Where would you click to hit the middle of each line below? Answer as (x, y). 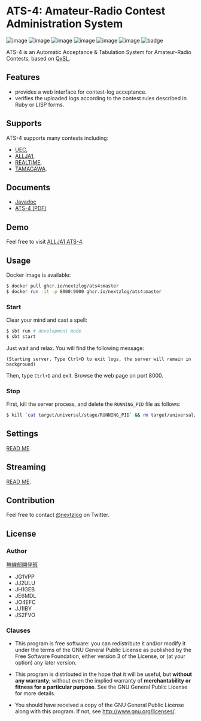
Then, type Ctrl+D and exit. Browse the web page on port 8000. (85, 375)
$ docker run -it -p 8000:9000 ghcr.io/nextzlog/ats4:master (84, 291)
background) (21, 364)
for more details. (35, 693)
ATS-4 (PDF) (31, 208)
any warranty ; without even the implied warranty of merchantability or (103, 681)
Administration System (65, 24)
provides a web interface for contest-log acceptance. (80, 92)
